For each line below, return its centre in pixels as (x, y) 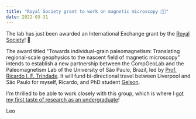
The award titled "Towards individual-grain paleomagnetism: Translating (93, 51)
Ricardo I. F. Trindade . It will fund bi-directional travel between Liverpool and (98, 76)
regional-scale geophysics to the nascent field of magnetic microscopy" (93, 57)
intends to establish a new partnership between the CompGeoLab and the (95, 63)
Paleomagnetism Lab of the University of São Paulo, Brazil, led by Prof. (92, 69)
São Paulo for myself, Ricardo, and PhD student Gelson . (73, 82)
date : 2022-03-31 (27, 17)
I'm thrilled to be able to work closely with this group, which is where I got (95, 93)
